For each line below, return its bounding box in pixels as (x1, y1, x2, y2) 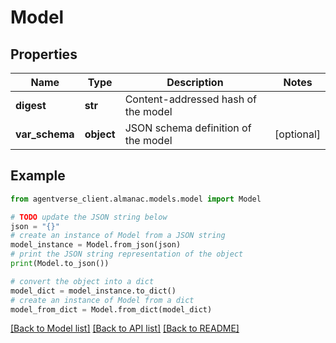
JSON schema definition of (124, 121, 252, 135)
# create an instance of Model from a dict (10, 295, 195, 305)
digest (15, 99, 47, 112)
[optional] (274, 127, 321, 141)
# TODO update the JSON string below (10, 212, 168, 222)
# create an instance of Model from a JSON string (10, 231, 226, 241)
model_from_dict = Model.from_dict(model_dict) (10, 304, 213, 315)
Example (10, 167, 66, 185)
